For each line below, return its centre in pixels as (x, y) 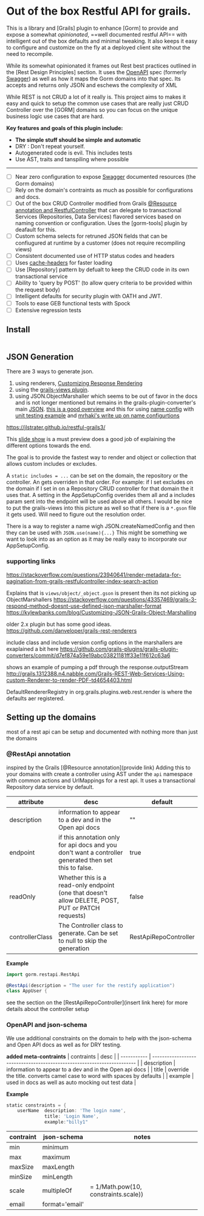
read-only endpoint (87, 885)
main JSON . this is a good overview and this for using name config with (104, 409)
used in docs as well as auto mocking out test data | (71, 1082)
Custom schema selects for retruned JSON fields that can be (91, 236)
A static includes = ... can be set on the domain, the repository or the (97, 476)
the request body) (38, 290)
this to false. (76, 867)
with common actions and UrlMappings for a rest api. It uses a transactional (101, 780)
